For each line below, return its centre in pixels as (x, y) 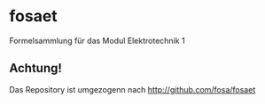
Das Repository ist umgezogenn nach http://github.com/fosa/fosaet (132, 89)
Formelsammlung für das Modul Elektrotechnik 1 (97, 41)
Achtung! (35, 68)
